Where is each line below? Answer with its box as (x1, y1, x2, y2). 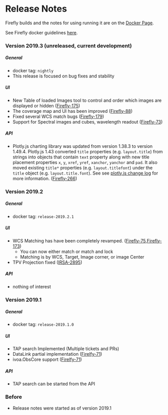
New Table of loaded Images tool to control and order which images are (12, 97, 162, 103)
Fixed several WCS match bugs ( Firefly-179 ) (12, 113, 104, 119)
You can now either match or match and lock (20, 248, 114, 255)
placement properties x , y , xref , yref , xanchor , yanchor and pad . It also (12, 159, 158, 165)
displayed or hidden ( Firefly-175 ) (12, 102, 81, 109)
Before (5, 393, 22, 400)
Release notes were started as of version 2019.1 (12, 405, 112, 411)
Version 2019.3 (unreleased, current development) (5, 42, 132, 49)
